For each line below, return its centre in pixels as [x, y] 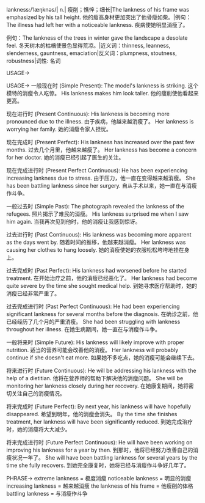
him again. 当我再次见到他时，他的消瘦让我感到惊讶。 [74, 222]
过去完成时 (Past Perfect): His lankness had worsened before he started [97, 270]
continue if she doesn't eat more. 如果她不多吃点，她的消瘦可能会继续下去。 [102, 358]
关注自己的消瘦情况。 [38, 393]
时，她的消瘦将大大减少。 [38, 429]
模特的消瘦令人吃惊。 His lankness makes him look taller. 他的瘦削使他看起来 [103, 93]
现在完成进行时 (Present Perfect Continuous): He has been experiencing [97, 170]
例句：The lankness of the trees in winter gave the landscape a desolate [97, 38]
